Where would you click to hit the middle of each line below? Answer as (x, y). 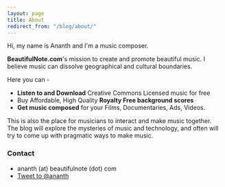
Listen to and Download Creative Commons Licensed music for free (114, 93)
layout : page (26, 13)
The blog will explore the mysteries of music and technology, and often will (113, 129)
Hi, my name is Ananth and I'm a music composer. (78, 46)
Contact (21, 153)
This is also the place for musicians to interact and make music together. (109, 121)
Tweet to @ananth (43, 175)
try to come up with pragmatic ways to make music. (80, 135)
